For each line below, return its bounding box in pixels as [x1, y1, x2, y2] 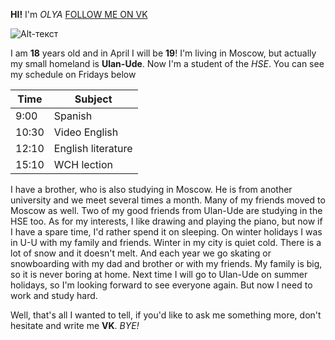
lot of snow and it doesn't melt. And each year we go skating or [10, 247, 272, 259]
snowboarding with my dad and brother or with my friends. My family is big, [10, 258, 323, 269]
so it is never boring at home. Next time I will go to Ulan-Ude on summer [10, 269, 308, 280]
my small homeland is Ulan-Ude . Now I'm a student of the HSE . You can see [10, 58, 325, 69]
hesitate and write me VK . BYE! [10, 320, 140, 331]
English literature [53, 142, 133, 155]
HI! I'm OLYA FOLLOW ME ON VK [10, 9, 148, 20]
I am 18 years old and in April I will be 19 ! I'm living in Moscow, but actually [10, 47, 317, 59]
